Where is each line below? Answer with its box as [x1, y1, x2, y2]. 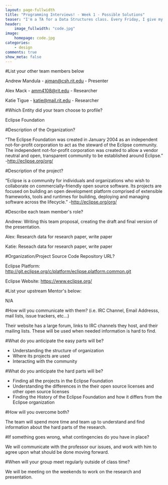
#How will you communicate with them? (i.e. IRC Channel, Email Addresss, [5, 307, 159, 313]
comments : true [5, 49, 37, 55]
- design [14, 45, 33, 50]
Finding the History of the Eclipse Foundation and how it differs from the [12, 394, 162, 400]
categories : [5, 40, 30, 45]
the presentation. [5, 224, 41, 230]
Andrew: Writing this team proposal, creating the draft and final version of [5, 219, 158, 225]
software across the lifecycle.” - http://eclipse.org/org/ [5, 199, 117, 205]
